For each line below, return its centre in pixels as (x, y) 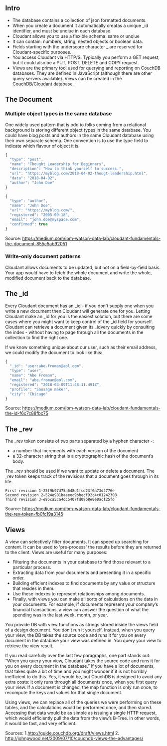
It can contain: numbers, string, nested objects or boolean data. (78, 41)
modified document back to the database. (48, 278)
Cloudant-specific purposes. (42, 52)
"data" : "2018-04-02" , (33, 178)
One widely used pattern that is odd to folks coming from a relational (76, 125)
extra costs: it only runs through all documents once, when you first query (81, 682)
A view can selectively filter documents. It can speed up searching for (77, 542)
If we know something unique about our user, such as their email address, (81, 347)
